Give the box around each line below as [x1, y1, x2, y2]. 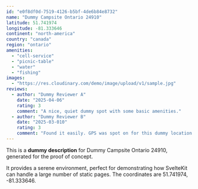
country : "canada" [6, 36, 52, 42]
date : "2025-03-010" [17, 119, 68, 125]
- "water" [11, 64, 36, 70]
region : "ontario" [6, 42, 52, 48]
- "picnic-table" [11, 58, 55, 64]
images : [6, 75, 25, 81]
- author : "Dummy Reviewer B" [11, 114, 86, 119]
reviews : [6, 86, 28, 92]
